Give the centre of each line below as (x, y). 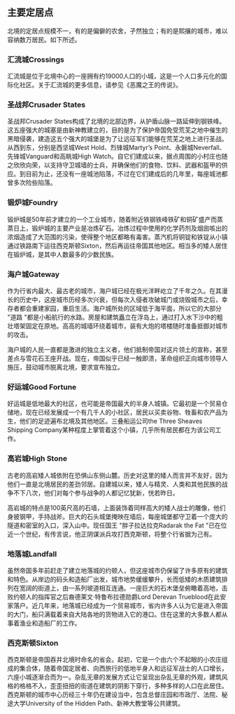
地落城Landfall (32, 554)
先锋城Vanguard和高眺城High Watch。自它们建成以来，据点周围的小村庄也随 (117, 156)
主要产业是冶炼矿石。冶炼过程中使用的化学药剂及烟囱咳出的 (142, 228)
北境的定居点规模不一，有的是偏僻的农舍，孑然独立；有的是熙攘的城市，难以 (117, 31)
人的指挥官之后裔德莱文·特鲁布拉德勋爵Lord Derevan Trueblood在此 (123, 597)
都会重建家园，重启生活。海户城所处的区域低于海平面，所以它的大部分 (120, 308)
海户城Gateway (34, 274)
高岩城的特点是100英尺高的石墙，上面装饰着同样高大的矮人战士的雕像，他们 (116, 508)
